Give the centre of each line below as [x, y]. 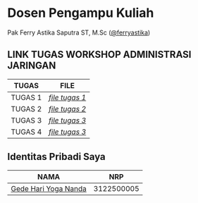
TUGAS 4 [26, 132]
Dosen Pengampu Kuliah [81, 13]
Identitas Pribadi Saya [56, 157]
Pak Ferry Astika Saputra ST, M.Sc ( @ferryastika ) [79, 32]
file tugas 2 [67, 109]
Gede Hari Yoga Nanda [49, 188]
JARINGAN [32, 66]
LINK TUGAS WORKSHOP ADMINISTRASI [99, 55]
